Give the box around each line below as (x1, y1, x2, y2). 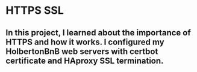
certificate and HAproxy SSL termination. (5, 55, 164, 66)
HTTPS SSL (5, 4, 64, 17)
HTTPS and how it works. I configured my (5, 37, 164, 47)
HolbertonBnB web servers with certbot (5, 46, 158, 56)
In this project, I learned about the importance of (5, 28, 191, 38)
